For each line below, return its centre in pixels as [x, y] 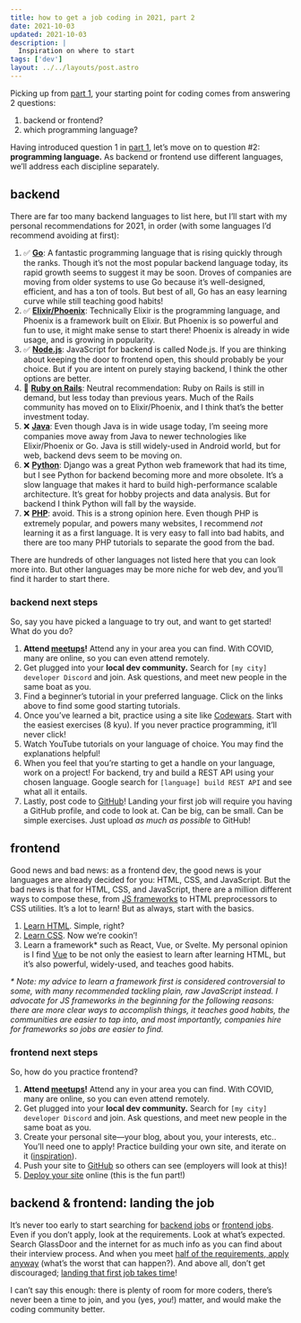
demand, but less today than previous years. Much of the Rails [138, 397]
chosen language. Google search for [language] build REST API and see [157, 781]
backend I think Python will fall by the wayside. [109, 503]
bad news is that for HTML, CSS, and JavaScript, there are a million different [151, 889]
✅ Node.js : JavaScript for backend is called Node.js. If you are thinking [155, 349]
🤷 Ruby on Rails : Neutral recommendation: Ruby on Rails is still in [144, 388]
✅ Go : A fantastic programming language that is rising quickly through [153, 252]
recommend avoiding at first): [65, 235]
